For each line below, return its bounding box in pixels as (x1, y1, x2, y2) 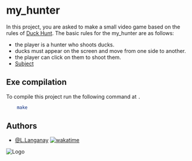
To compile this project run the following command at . (6, 93, 141, 100)
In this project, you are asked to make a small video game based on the (6, 23, 180, 30)
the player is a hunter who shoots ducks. (14, 41, 115, 48)
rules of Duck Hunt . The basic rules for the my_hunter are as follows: (6, 29, 174, 36)
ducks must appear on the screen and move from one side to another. (14, 47, 186, 54)
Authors (6, 121, 37, 131)
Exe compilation (6, 77, 67, 87)
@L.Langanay (14, 137, 49, 144)
